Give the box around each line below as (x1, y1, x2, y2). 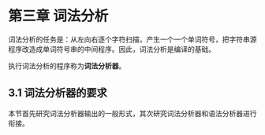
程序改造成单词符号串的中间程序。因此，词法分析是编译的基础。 (8, 44, 215, 53)
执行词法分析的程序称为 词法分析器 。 (8, 60, 126, 71)
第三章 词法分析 (8, 7, 109, 25)
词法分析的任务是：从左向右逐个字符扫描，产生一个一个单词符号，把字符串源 (8, 35, 257, 44)
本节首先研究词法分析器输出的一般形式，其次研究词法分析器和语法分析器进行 (8, 108, 257, 118)
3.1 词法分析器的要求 (8, 86, 108, 100)
